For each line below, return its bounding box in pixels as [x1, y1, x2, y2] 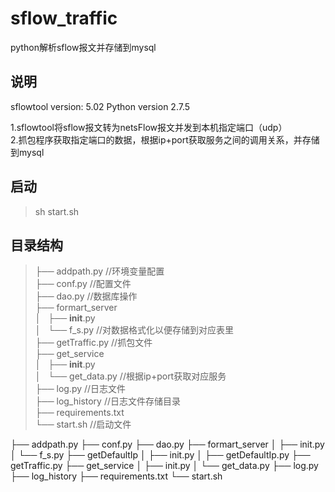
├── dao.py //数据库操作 [34, 290, 138, 302]
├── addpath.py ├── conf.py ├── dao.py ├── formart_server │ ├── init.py [10, 438, 325, 451]
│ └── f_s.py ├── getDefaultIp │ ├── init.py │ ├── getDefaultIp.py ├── [10, 449, 311, 461]
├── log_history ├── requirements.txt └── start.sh [10, 470, 223, 482]
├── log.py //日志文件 [34, 383, 127, 395]
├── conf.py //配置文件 [34, 278, 132, 290]
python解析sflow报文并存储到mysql [10, 41, 157, 53]
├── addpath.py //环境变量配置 [34, 265, 165, 277]
